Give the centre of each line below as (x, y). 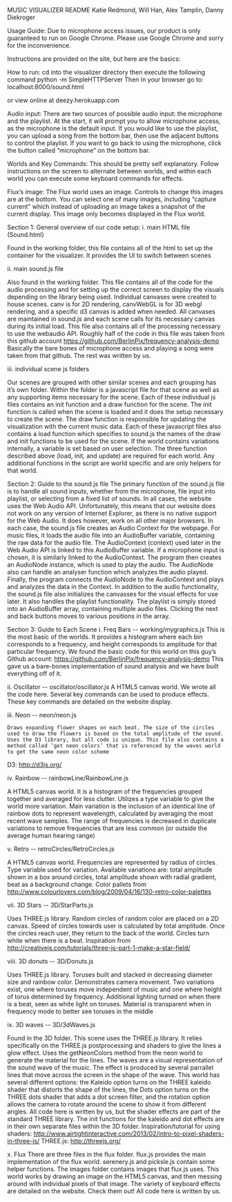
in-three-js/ (23, 1141)
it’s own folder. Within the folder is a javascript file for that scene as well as (113, 389)
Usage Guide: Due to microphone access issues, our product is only (104, 31)
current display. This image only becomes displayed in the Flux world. (106, 214)
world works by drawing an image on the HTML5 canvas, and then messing (115, 1176)
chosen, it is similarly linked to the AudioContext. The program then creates (115, 557)
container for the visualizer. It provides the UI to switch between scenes (109, 255)
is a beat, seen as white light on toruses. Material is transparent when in (109, 1004)
